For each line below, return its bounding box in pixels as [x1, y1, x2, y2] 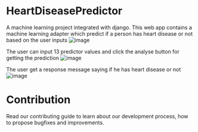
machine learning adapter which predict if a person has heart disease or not [6, 30, 193, 37]
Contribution [6, 93, 71, 106]
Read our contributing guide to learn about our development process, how [6, 112, 189, 120]
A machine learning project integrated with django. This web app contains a [6, 24, 192, 31]
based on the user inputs [6, 36, 67, 43]
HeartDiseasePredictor [6, 4, 123, 18]
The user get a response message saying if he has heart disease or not [6, 65, 181, 73]
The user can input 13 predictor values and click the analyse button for [6, 48, 180, 55]
